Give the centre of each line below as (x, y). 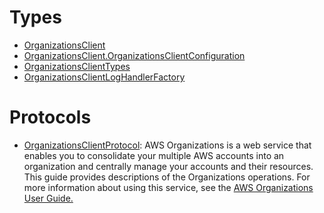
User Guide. (48, 198)
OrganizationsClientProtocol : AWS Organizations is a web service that (167, 145)
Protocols (50, 117)
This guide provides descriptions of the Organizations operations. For (167, 177)
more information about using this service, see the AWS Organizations (168, 187)
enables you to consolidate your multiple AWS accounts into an (154, 155)
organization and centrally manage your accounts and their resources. (168, 166)
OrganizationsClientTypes (77, 66)
